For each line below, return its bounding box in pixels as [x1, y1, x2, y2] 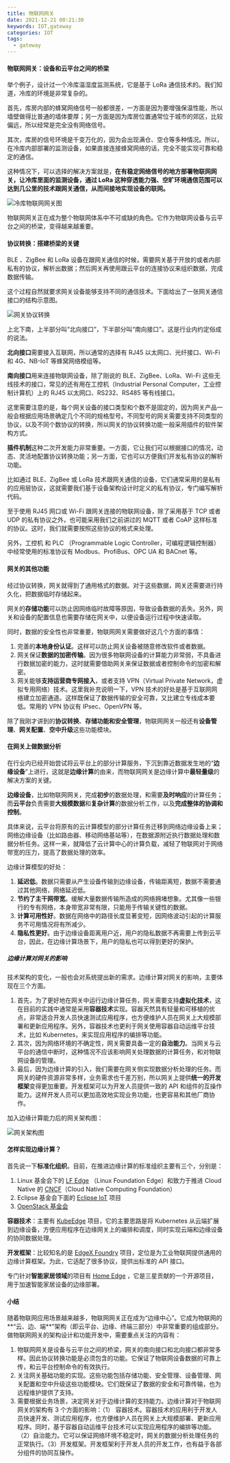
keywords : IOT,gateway [7, 23, 72, 30]
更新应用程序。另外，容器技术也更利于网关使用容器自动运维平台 [29, 1022, 209, 1030]
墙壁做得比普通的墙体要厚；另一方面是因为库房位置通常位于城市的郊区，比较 [7, 113, 223, 121]
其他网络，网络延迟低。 [23, 886, 90, 894]
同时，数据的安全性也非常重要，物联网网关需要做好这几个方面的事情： [7, 627, 205, 636]
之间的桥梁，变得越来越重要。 [12, 222, 97, 231]
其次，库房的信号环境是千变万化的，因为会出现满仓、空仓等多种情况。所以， [7, 135, 223, 144]
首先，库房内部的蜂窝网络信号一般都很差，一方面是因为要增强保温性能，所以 [7, 104, 223, 112]
